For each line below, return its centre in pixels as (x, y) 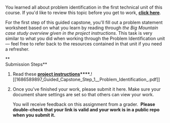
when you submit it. (34, 115)
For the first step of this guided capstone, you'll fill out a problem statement (84, 22)
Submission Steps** (26, 64)
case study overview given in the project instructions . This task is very (79, 33)
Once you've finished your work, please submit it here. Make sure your (87, 89)
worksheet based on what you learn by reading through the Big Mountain (82, 28)
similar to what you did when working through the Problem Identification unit (85, 38)
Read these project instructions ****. (52, 74)
